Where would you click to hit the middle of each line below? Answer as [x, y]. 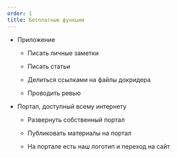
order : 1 [20, 13]
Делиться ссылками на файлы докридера [89, 79]
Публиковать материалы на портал [80, 133]
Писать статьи [49, 66]
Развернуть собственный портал [76, 119]
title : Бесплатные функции [46, 20]
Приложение [36, 39]
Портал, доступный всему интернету [72, 106]
